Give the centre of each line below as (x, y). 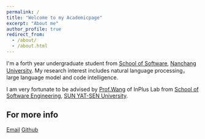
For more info (32, 115)
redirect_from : (26, 35)
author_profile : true (34, 29)
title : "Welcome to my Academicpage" (54, 18)
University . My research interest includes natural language (80, 70)
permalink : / (23, 12)
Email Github (22, 129)
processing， (171, 70)
